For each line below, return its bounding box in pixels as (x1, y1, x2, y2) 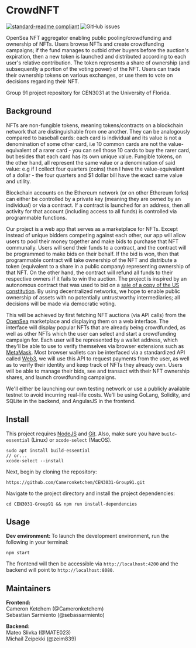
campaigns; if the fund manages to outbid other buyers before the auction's (6, 46, 189, 53)
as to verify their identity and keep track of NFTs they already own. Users (6, 361, 183, 368)
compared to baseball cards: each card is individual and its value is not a (6, 134, 181, 141)
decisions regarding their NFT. (6, 77, 80, 85)
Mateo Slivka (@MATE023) (6, 629, 71, 636)
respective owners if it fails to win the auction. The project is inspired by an (6, 275, 187, 282)
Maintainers (6, 584, 51, 594)
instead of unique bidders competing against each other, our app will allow (6, 231, 186, 238)
